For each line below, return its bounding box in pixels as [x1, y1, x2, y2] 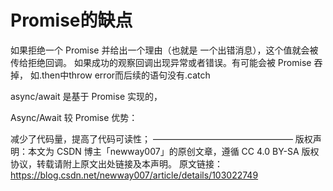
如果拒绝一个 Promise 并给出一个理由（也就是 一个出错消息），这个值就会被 [10, 44, 319, 56]
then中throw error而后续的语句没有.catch [41, 69, 211, 81]
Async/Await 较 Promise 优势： [10, 111, 138, 123]
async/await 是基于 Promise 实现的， [10, 90, 163, 102]
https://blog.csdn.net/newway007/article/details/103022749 [10, 169, 259, 181]
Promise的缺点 [10, 9, 133, 32]
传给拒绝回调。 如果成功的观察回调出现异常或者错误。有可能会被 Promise [10, 56, 312, 68]
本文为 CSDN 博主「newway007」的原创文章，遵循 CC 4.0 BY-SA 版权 [27, 145, 320, 157]
